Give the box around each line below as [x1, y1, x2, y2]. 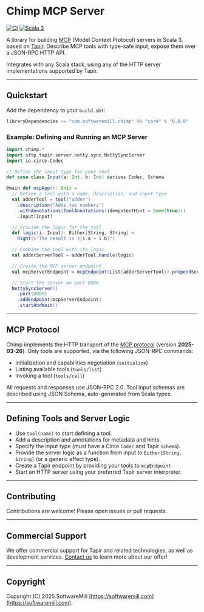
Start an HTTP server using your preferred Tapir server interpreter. [15, 468, 182, 476]
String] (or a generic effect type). [15, 455, 100, 462]
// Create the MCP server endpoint [12, 263, 102, 269]
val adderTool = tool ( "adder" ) [12, 197, 91, 203]
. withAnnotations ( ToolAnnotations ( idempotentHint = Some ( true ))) [17, 207, 186, 214]
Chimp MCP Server [6, 4, 105, 18]
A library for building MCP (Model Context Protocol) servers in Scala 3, [6, 36, 183, 43]
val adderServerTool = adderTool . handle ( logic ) [12, 252, 135, 258]
